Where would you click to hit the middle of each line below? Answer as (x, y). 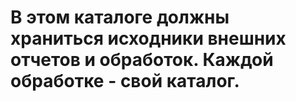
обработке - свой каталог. (125, 81)
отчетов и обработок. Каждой (142, 60)
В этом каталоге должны (120, 17)
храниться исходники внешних (148, 38)
